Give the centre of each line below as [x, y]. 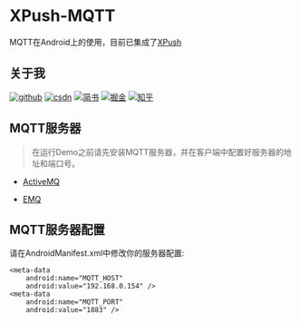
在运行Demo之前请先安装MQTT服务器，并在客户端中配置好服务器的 [157, 152]
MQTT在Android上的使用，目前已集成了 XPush [96, 42]
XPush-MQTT [63, 16]
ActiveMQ [41, 181]
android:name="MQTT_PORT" [75, 302]
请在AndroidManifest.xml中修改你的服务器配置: [97, 253]
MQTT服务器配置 [58, 229]
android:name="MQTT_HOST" [75, 279]
